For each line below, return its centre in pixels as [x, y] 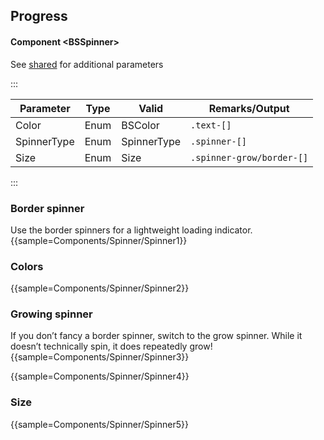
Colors [27, 266]
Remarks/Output [249, 108]
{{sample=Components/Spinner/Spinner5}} [99, 424]
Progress [39, 16]
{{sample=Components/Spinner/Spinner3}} [100, 357]
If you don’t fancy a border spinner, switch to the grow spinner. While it [156, 336]
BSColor [140, 125]
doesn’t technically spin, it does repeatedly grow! [111, 346]
